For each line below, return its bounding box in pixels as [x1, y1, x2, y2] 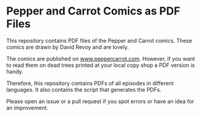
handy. [6, 68, 24, 75]
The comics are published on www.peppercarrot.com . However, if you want [6, 55, 196, 62]
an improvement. [6, 104, 48, 111]
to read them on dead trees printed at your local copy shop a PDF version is [6, 62, 195, 69]
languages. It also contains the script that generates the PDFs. [6, 86, 162, 93]
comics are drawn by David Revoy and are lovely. [6, 43, 129, 51]
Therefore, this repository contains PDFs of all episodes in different [6, 80, 174, 87]
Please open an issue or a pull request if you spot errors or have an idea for [6, 98, 195, 105]
